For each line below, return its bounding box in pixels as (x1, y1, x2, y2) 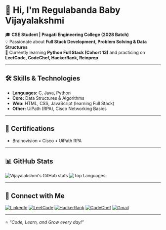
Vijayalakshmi (5, 15, 65, 26)
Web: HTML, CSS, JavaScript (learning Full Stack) (12, 100, 115, 106)
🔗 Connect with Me (5, 192, 65, 200)
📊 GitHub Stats (5, 157, 53, 165)
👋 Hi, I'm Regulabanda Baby (5, 4, 121, 16)
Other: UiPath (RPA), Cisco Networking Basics (12, 106, 107, 112)
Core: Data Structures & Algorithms (12, 95, 85, 101)
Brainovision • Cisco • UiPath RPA (12, 138, 82, 144)
